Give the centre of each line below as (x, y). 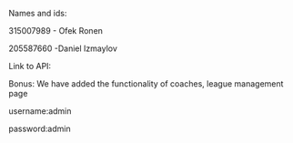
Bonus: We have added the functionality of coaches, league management (146, 84)
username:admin (40, 111)
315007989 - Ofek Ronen (56, 31)
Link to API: (30, 66)
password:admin (40, 128)
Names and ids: (38, 13)
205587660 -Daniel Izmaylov (63, 48)
